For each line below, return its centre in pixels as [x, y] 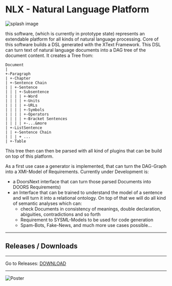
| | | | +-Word [21, 96]
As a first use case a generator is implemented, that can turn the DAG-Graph [86, 166]
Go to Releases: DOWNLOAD [36, 263]
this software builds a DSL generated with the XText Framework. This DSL [83, 44]
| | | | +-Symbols [25, 110]
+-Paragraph [18, 74]
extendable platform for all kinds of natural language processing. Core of [82, 39]
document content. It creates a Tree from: [49, 55]
